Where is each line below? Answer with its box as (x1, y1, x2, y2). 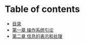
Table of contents (5, 3, 80, 15)
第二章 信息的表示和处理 (12, 33, 63, 39)
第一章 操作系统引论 (12, 26, 54, 33)
